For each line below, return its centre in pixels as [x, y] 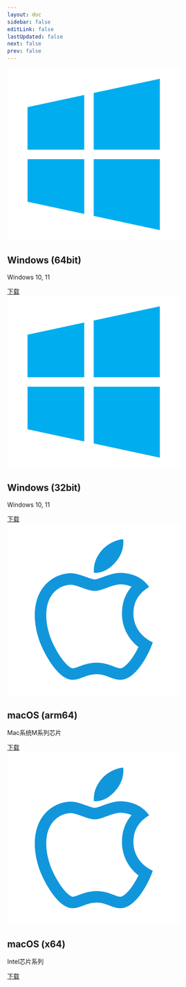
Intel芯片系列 [26, 961]
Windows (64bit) [44, 261]
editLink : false [30, 29]
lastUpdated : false [35, 37]
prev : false [24, 51]
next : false [24, 44]
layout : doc [24, 15]
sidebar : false [29, 22]
